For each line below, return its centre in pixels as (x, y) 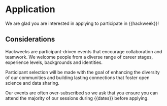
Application (30, 9)
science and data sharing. (32, 83)
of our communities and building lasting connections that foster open (77, 78)
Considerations (30, 39)
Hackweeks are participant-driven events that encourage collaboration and (84, 51)
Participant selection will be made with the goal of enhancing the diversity (82, 72)
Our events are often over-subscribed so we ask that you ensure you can (82, 93)
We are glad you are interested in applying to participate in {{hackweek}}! (82, 23)
